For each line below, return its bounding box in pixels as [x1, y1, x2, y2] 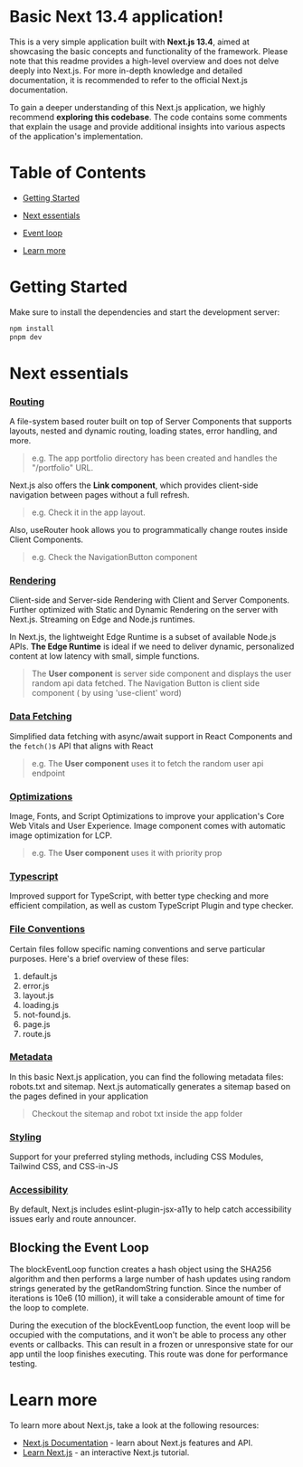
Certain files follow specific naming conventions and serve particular [9, 943, 266, 954]
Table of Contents [9, 163, 147, 183]
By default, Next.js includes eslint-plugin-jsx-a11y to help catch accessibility [9, 1204, 292, 1215]
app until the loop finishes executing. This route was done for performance [9, 1348, 289, 1359]
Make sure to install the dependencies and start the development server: [9, 306, 280, 318]
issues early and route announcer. [9, 1214, 137, 1224]
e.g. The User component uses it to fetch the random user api [31, 757, 264, 768]
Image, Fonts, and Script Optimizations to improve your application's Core [9, 810, 285, 821]
